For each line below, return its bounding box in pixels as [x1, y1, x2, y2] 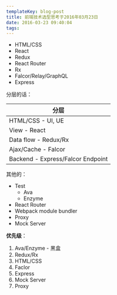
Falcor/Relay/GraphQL [14, 72, 69, 79]
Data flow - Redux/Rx [9, 136, 69, 144]
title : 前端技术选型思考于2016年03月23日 [6, 14, 99, 20]
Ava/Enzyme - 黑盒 [14, 245, 61, 252]
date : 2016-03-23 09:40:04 [6, 19, 72, 25]
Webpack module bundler [14, 207, 78, 215]
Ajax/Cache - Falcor [9, 145, 66, 154]
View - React [9, 126, 46, 134]
